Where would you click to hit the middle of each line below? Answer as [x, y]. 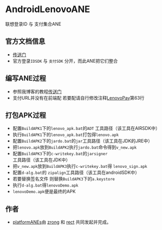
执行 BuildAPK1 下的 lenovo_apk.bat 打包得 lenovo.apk [66, 134]
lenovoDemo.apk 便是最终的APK [44, 192]
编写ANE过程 [26, 79]
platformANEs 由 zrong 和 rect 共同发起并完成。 [62, 222]
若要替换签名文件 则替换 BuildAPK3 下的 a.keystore [64, 179]
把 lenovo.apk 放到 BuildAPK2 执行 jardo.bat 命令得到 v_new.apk [74, 147]
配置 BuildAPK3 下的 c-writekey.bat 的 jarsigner [60, 154]
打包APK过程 [26, 115]
